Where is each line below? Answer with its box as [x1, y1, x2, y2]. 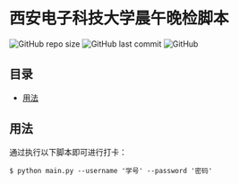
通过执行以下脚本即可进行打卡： [9, 146, 127, 157]
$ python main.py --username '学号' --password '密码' [9, 166, 213, 175]
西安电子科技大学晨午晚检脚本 [9, 8, 230, 29]
